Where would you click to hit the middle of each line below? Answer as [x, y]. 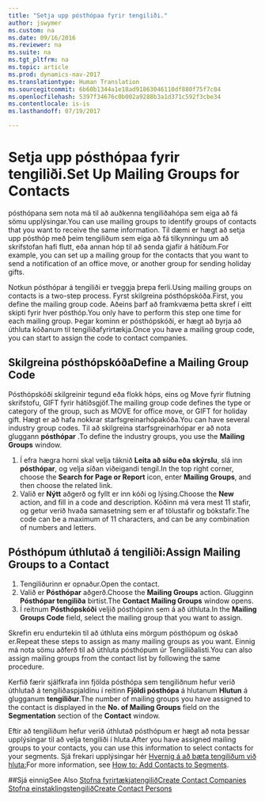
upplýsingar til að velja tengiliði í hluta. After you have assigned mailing [122, 739]
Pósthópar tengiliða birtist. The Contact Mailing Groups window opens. [136, 601]
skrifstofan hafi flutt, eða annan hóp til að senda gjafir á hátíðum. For [119, 246]
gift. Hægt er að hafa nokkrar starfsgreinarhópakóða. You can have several [129, 419]
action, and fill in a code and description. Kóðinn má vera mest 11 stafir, [135, 502]
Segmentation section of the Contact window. [84, 715]
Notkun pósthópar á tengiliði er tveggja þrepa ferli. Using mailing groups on [130, 287]
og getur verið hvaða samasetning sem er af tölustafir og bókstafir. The [134, 510]
